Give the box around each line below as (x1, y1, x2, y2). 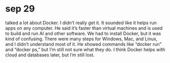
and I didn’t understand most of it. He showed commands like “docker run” (5, 41, 162, 47)
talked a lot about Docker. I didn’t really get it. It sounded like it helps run (5, 20, 157, 26)
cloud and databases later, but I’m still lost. (5, 51, 95, 58)
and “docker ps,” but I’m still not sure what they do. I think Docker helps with (5, 46, 165, 52)
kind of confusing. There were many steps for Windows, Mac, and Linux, (5, 36, 158, 42)
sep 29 (5, 3, 35, 15)
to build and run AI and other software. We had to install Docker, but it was (5, 30, 161, 36)
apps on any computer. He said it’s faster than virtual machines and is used (5, 25, 163, 31)
